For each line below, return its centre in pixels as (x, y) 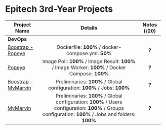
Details (89, 28)
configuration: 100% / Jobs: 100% (89, 88)
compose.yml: (83, 53)
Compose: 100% (89, 73)
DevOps (17, 39)
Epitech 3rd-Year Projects (59, 9)
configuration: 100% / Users (89, 102)
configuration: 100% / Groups (89, 108)
